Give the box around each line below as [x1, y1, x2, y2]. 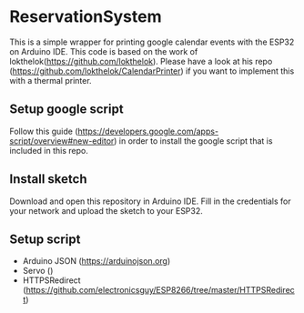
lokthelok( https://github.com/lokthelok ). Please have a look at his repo [9, 56, 273, 66]
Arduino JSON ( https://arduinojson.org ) [22, 256, 171, 267]
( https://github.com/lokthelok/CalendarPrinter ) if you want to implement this [9, 66, 295, 76]
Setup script [9, 231, 81, 247]
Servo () [22, 266, 54, 277]
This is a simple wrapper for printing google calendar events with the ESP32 [9, 36, 295, 47]
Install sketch [9, 171, 87, 187]
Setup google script [9, 102, 125, 117]
